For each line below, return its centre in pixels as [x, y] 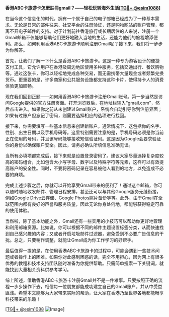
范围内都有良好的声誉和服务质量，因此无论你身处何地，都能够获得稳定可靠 [87, 204]
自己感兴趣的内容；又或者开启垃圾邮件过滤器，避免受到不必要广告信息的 [84, 234]
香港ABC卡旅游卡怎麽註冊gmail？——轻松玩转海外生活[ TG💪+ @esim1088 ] [83, 8]
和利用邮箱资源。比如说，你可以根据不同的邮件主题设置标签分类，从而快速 [82, 227]
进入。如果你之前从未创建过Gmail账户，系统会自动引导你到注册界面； [90, 109]
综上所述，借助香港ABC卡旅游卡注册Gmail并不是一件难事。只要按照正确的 [82, 280]
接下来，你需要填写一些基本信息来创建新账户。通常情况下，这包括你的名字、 [84, 126]
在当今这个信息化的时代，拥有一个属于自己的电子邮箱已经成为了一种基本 [80, 19]
